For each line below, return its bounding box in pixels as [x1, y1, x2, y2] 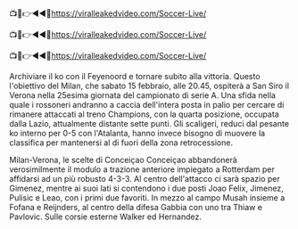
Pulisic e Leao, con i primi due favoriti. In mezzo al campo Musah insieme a [9, 192, 286, 203]
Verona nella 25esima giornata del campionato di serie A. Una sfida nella [9, 90, 277, 101]
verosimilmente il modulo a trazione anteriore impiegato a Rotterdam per [9, 164, 275, 175]
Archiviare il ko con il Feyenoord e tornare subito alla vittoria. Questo [9, 71, 261, 81]
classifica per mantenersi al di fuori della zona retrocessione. [9, 137, 234, 148]
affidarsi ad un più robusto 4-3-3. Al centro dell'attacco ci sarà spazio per [9, 174, 280, 184]
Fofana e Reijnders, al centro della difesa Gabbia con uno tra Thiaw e [9, 202, 263, 212]
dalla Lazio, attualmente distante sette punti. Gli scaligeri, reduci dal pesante [9, 119, 290, 128]
